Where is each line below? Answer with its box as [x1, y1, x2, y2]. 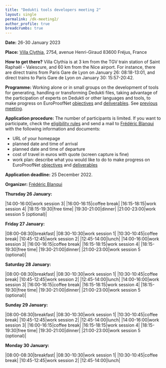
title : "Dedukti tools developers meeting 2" [5, 7, 101, 12]
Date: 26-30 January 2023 [5, 39, 61, 45]
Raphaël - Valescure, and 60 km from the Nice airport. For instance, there [5, 64, 156, 70]
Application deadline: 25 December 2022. [5, 172, 93, 178]
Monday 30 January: [5, 343, 50, 349]
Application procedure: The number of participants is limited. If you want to [5, 115, 161, 121]
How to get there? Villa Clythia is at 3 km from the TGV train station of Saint [5, 59, 160, 65]
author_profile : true [5, 21, 50, 26]
